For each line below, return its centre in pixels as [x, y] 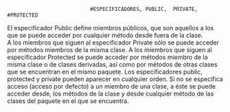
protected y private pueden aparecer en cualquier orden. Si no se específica [115, 79]
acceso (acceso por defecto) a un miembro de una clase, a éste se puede [112, 86]
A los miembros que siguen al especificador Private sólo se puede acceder [113, 43]
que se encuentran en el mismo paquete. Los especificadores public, [105, 72]
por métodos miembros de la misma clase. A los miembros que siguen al [110, 50]
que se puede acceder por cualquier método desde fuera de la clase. [105, 35]
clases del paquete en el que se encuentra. [68, 101]
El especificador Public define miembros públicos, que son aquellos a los [111, 28]
